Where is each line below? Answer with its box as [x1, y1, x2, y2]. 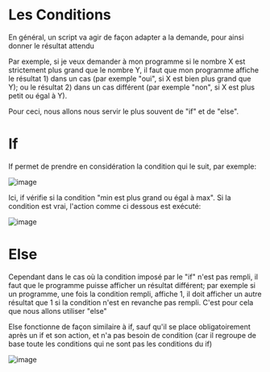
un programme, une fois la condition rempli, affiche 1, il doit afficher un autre [8, 289, 262, 299]
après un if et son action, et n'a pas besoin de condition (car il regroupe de [8, 330, 256, 340]
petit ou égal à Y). [8, 90, 68, 100]
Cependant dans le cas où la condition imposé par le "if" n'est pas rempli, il [8, 272, 259, 282]
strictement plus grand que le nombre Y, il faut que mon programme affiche [8, 65, 260, 74]
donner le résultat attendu [8, 40, 95, 50]
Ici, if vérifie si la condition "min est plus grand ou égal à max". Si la [8, 192, 231, 203]
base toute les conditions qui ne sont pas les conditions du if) [8, 339, 213, 349]
